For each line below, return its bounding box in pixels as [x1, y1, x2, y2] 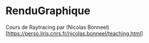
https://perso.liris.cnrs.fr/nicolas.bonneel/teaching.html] [7, 29, 144, 37]
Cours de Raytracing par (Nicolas [5, 24, 87, 31]
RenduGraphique [5, 4, 91, 18]
